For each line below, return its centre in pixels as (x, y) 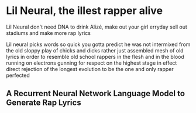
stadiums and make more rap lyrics (48, 33)
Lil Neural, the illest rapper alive (84, 11)
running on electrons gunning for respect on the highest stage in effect (92, 63)
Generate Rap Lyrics (44, 103)
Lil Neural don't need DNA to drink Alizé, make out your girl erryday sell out (97, 27)
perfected (18, 75)
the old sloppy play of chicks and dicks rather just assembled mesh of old (95, 50)
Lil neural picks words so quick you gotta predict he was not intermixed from (98, 44)
